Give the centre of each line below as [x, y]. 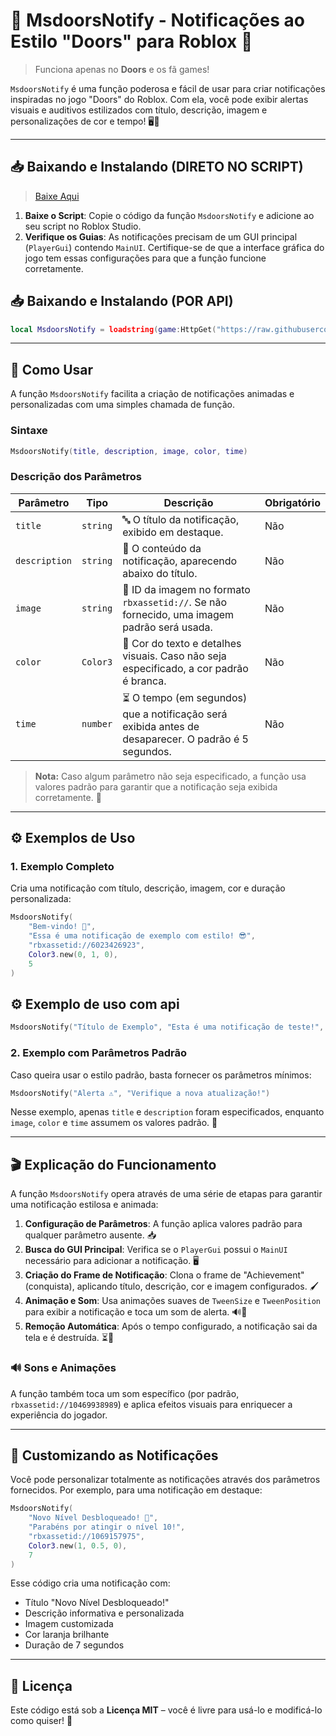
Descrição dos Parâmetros [76, 477]
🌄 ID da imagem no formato [186, 589]
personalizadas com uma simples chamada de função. [122, 405]
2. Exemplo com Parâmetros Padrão [99, 1053]
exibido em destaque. [173, 532]
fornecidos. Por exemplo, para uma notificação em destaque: [136, 1490]
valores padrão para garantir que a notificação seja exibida [156, 786]
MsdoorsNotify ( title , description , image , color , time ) [129, 451]
